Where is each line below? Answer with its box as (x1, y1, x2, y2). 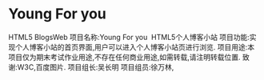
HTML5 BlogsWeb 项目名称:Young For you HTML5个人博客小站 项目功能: (8, 32, 250, 42)
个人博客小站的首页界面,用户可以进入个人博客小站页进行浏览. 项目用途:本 (14, 42, 255, 52)
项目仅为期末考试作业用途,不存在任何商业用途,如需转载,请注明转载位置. (8, 52, 242, 62)
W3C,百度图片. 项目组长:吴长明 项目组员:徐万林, (17, 62, 174, 72)
